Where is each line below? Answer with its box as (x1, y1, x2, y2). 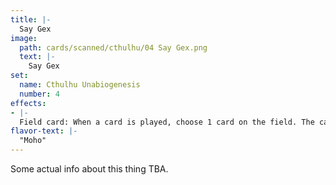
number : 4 (19, 89, 60, 99)
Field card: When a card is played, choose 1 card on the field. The (19, 117, 315, 127)
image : (10, 33, 38, 43)
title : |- (10, 14, 52, 25)
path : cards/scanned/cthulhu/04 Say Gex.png (19, 42, 208, 53)
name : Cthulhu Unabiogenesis (19, 80, 141, 90)
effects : (10, 98, 47, 108)
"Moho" (19, 136, 47, 146)
